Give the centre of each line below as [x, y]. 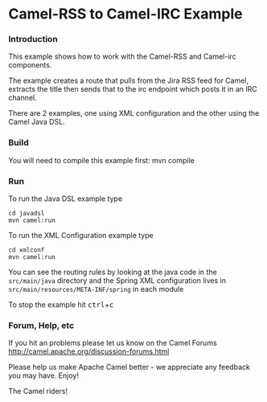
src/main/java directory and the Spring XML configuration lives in [117, 281]
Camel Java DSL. [37, 122]
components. [30, 65]
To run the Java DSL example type [66, 199]
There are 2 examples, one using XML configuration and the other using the [134, 113]
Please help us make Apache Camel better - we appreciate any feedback [129, 367]
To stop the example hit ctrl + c [61, 305]
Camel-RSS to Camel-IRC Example [125, 14]
